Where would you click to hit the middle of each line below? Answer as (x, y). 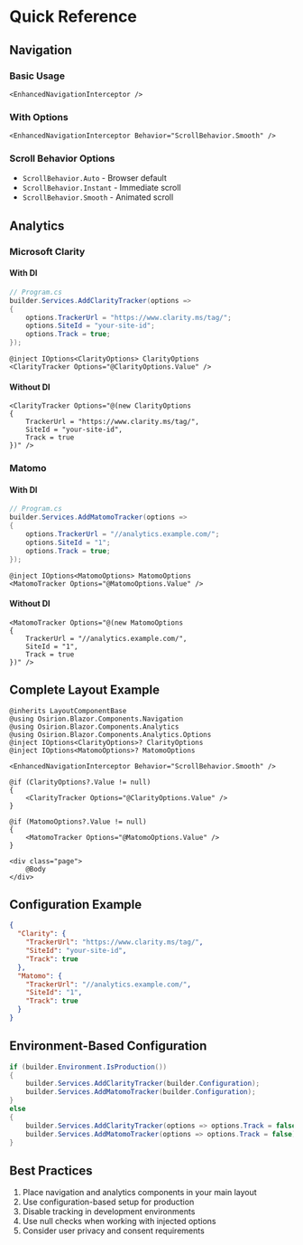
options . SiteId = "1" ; (68, 542)
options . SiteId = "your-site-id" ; (90, 326)
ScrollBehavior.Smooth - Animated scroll (98, 197)
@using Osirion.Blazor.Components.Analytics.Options (110, 734)
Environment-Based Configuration (108, 1046)
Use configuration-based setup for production (108, 1202)
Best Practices (51, 1170)
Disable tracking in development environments (109, 1212)
